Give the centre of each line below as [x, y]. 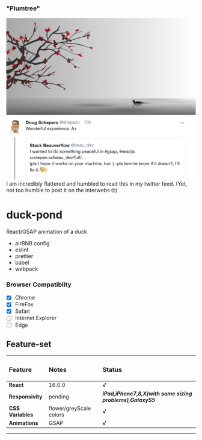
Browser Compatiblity [39, 284]
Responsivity [26, 397]
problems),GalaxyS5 [129, 400]
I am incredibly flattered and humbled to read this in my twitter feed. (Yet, [97, 184]
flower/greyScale [70, 408]
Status [112, 369]
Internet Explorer [36, 318]
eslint [22, 250]
